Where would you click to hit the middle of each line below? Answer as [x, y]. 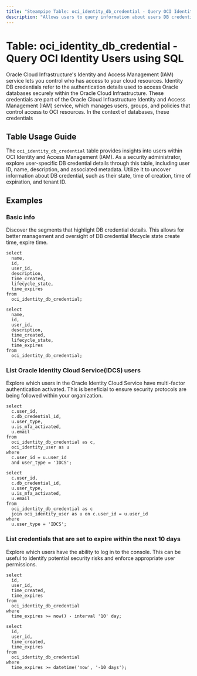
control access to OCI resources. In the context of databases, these [88, 112]
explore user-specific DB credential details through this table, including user [98, 163]
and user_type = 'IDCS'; [42, 463]
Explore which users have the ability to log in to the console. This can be [94, 552]
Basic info [21, 217]
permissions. [22, 564]
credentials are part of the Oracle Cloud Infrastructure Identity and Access [96, 100]
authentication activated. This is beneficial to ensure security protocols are [96, 389]
